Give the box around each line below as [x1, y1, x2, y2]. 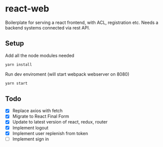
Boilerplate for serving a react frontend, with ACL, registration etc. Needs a [5, 19, 159, 25]
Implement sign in [12, 136, 49, 142]
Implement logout [12, 125, 49, 131]
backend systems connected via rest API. [5, 24, 90, 30]
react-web [5, 3, 50, 14]
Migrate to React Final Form [12, 113, 70, 120]
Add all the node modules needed [5, 52, 75, 58]
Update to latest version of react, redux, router [12, 119, 108, 125]
